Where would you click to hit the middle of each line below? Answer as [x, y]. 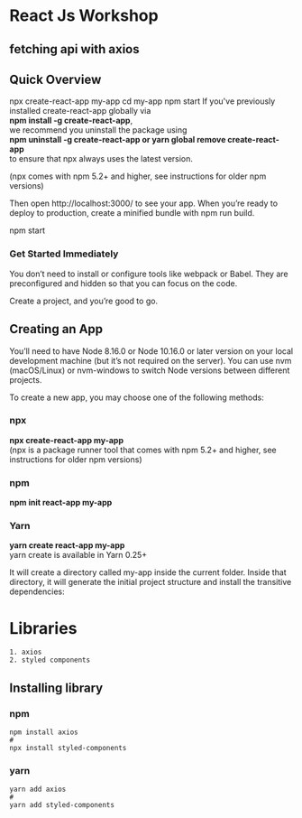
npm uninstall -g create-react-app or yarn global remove [118, 140]
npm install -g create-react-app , [71, 121]
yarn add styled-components [62, 805]
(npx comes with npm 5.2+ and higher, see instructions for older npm [138, 176]
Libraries [43, 628]
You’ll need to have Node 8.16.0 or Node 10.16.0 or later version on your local [151, 351]
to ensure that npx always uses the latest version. [101, 159]
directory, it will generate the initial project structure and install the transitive [151, 582]
